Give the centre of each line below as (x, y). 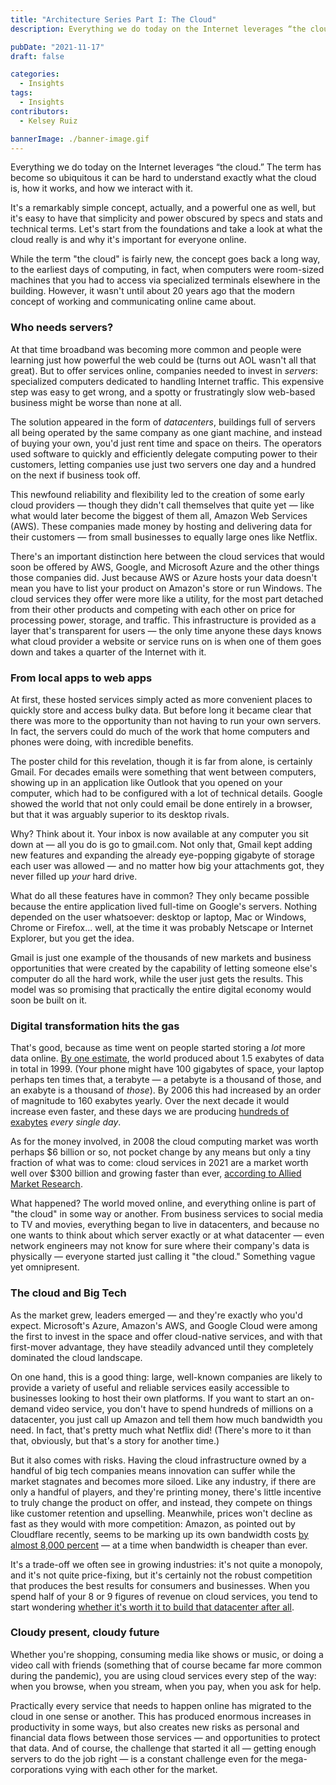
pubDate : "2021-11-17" (57, 47)
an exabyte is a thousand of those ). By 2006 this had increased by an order (166, 1090)
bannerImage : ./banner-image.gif (80, 139)
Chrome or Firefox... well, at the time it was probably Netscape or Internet (161, 927)
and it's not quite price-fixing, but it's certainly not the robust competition (161, 1575)
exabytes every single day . (66, 1122)
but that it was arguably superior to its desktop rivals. (120, 814)
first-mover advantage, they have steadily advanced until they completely (162, 1347)
